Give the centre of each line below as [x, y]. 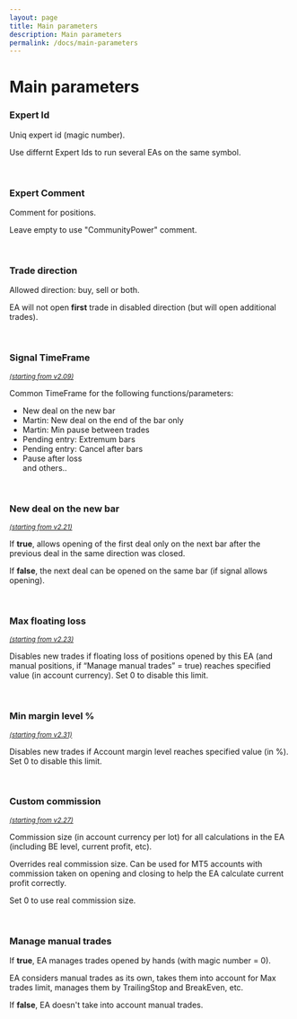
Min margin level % [52, 716]
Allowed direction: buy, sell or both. [75, 290]
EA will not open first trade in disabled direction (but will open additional [143, 307]
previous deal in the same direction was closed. [97, 553]
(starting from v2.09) [42, 377]
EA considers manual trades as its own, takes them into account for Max [143, 978]
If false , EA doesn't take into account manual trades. [106, 1005]
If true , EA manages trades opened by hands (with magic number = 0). [140, 961]
